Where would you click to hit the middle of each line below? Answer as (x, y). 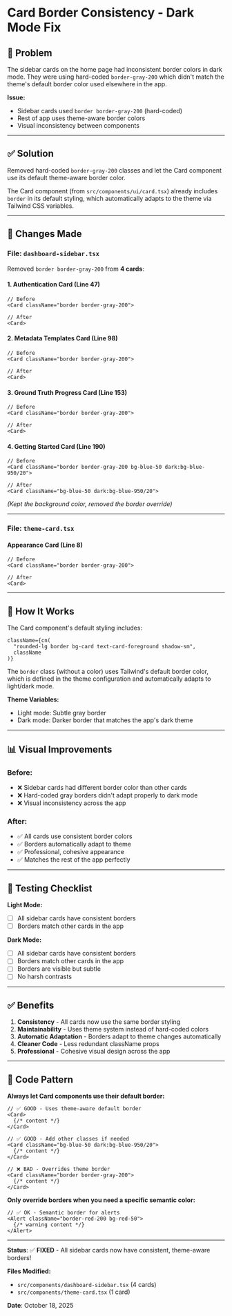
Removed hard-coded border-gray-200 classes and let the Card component (115, 170)
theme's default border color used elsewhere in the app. (87, 84)
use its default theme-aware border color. (66, 177)
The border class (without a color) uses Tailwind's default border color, (108, 672)
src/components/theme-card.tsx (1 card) (74, 1292)
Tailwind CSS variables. (41, 206)
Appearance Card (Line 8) (45, 545)
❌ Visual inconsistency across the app (71, 803)
